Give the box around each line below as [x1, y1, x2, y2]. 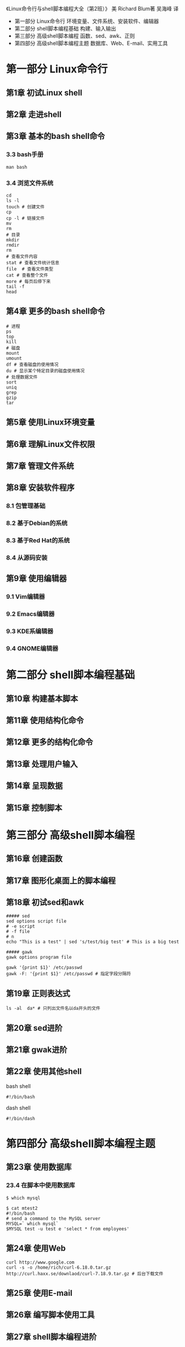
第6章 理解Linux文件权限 [6, 439, 95, 449]
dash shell [6, 1104, 31, 1111]
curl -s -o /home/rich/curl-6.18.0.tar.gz [6, 1264, 111, 1271]
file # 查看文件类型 [6, 266, 54, 272]
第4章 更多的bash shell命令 [6, 306, 105, 316]
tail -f [6, 284, 25, 289]
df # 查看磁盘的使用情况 [6, 361, 59, 368]
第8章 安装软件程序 [6, 483, 75, 493]
